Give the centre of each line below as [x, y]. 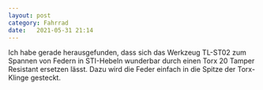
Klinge [19, 78]
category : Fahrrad [38, 23]
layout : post [30, 15]
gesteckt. [46, 78]
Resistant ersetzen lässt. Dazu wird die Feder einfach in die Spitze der [122, 69]
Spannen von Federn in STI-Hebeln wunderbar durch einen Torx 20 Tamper [131, 61]
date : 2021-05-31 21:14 [51, 30]
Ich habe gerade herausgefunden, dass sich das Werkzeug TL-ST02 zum [128, 53]
